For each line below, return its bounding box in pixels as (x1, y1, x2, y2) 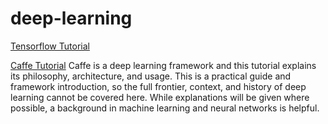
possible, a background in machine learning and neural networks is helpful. (10, 102, 320, 114)
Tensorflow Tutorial (10, 40, 90, 52)
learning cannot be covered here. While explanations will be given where (10, 91, 310, 103)
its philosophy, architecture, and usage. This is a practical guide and (10, 70, 292, 82)
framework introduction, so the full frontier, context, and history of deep (10, 80, 307, 92)
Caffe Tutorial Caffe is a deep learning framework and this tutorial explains (10, 59, 317, 71)
